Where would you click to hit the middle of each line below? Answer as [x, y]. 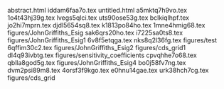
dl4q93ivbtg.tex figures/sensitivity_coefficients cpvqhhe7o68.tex [102, 55]
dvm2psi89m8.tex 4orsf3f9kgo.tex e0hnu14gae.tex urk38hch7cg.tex [108, 70]
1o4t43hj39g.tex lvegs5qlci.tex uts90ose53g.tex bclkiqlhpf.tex [98, 18]
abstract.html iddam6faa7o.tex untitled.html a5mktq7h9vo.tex [97, 10]
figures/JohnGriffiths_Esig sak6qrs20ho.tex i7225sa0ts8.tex [95, 32]
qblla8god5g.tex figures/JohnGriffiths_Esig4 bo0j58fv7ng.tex [97, 63]
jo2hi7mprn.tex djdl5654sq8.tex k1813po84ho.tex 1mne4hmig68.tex [106, 25]
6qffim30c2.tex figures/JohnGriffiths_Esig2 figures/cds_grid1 [97, 48]
